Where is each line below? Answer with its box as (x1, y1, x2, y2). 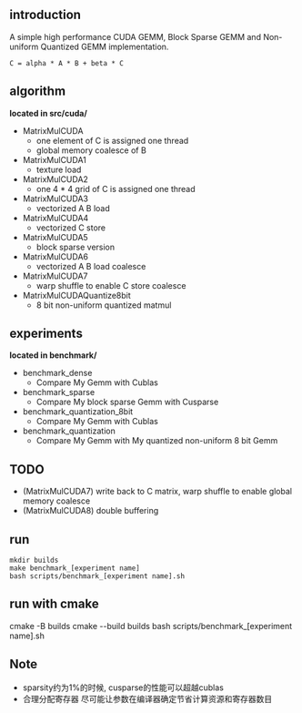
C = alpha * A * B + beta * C (9, 58, 125, 67)
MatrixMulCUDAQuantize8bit (22, 290, 132, 300)
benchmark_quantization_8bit (22, 406, 134, 417)
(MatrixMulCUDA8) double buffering (22, 505, 159, 516)
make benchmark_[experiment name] (9, 564, 141, 573)
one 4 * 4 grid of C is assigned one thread (35, 183, 196, 194)
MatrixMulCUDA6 (22, 250, 89, 262)
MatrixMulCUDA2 (22, 173, 89, 185)
